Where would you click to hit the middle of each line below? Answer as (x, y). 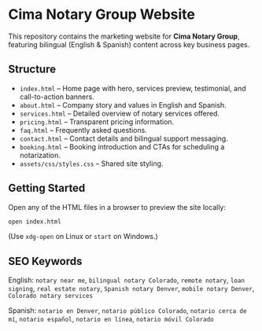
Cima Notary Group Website (101, 15)
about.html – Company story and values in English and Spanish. (123, 105)
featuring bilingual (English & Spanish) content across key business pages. (129, 44)
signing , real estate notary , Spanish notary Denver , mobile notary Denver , (131, 289)
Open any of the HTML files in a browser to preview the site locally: (117, 207)
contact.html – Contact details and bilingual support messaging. (124, 138)
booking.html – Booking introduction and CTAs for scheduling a (122, 146)
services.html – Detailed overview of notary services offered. (120, 113)
